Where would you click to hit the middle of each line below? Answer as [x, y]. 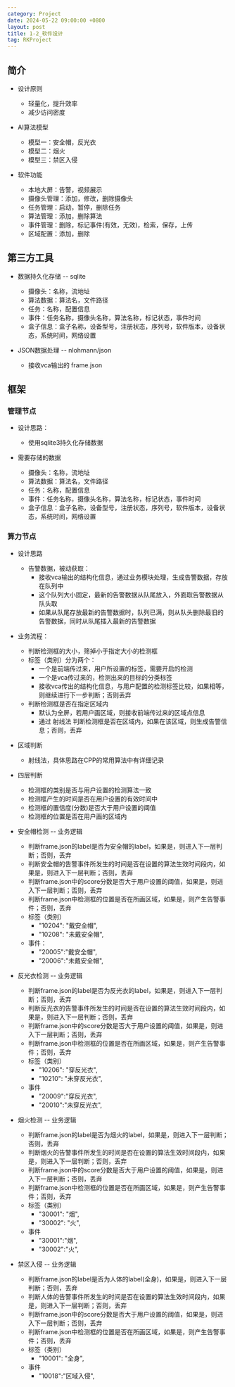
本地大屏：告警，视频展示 [65, 189]
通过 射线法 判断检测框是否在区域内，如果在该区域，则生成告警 [130, 721]
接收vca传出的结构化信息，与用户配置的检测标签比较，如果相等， [133, 686]
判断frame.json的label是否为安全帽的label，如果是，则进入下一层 [122, 846]
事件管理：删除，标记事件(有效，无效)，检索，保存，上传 [110, 224]
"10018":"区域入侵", [66, 1376]
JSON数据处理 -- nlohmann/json [64, 350]
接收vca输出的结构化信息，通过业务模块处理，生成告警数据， [127, 577]
